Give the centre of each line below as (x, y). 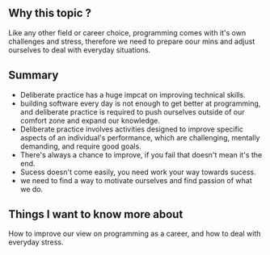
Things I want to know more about (96, 214)
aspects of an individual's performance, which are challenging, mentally (140, 137)
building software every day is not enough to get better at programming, (140, 103)
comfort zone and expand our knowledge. (90, 120)
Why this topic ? (50, 13)
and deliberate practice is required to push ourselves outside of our (132, 111)
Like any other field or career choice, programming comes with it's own (127, 32)
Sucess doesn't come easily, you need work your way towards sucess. (138, 172)
